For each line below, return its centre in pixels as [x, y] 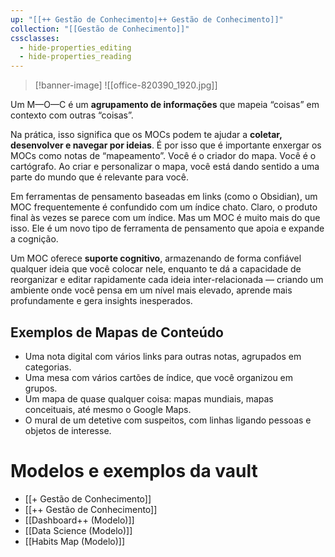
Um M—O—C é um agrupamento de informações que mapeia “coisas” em [165, 105]
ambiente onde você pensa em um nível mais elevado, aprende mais [151, 290]
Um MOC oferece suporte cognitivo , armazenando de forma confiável [156, 258]
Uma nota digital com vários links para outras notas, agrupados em [163, 356]
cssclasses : [35, 38]
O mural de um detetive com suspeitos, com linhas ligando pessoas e [168, 420]
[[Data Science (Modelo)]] [78, 530]
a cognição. [34, 239]
